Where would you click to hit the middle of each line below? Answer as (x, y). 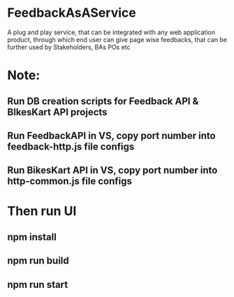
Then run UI (42, 211)
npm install (32, 237)
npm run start (38, 284)
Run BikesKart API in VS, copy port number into (112, 170)
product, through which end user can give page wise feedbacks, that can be (117, 39)
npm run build (38, 261)
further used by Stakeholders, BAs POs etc (69, 47)
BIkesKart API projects (57, 112)
